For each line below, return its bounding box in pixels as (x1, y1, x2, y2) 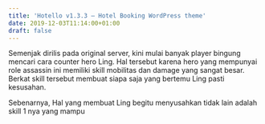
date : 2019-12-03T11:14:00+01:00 (8, 19, 120, 27)
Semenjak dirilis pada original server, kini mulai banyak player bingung (8, 49, 241, 58)
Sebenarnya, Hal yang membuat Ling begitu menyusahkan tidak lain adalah (8, 98, 258, 108)
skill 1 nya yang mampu (8, 106, 86, 116)
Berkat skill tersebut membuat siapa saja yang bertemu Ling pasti (8, 74, 225, 84)
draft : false (8, 26, 52, 34)
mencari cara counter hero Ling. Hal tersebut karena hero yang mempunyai (8, 57, 258, 66)
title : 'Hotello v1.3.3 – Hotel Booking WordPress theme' (8, 11, 206, 20)
